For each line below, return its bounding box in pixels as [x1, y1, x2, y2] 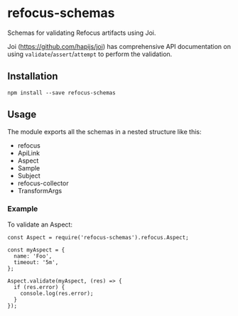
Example [7, 204, 38, 214]
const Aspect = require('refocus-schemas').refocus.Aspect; [7, 234, 190, 241]
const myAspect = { [7, 246, 65, 254]
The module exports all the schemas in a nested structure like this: [7, 127, 202, 136]
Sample [17, 163, 40, 172]
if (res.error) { [13, 283, 65, 290]
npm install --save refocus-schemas [7, 89, 116, 97]
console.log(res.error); [20, 290, 94, 297]
